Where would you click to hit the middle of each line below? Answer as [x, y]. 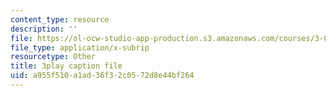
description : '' [44, 29]
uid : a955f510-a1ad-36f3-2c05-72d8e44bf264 [102, 76]
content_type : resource [60, 19]
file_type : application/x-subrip [80, 47]
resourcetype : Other [53, 57]
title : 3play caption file [66, 66]
